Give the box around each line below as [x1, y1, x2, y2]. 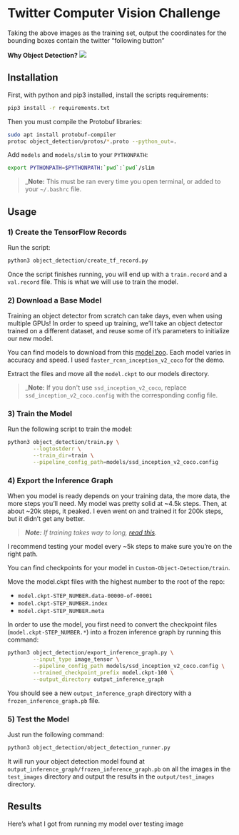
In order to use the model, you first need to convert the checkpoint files [7, 620, 218, 629]
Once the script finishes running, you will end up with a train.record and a [7, 270, 228, 278]
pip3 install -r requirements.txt [7, 104, 111, 111]
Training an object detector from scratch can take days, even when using [7, 312, 223, 320]
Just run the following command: [7, 730, 105, 739]
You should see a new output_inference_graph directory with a [7, 689, 192, 697]
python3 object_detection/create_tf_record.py [7, 257, 148, 264]
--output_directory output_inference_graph [33, 676, 164, 683]
